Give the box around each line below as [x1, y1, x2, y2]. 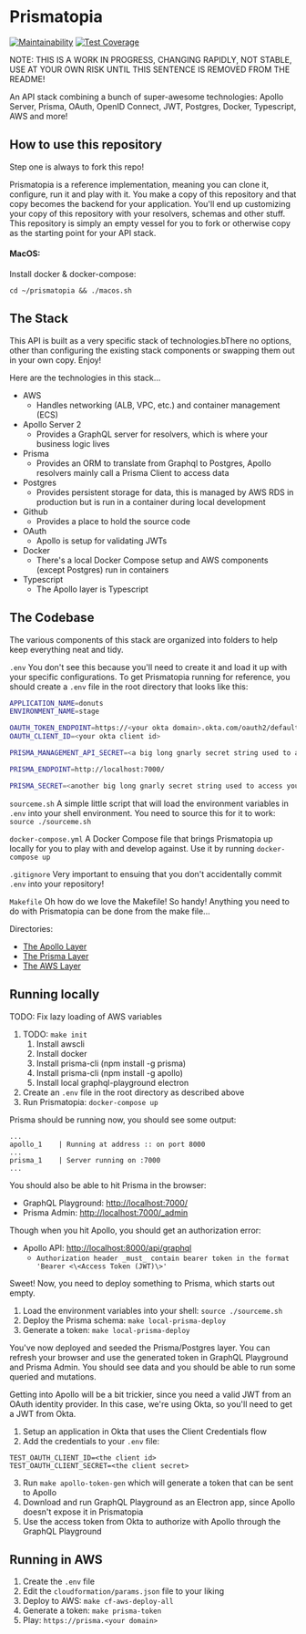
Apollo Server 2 [22, 419, 82, 429]
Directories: [9, 923, 53, 934]
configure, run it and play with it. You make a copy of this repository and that [9, 189, 297, 200]
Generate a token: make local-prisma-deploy [22, 1324, 190, 1335]
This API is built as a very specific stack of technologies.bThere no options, [9, 335, 292, 346]
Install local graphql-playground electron [36, 1077, 189, 1088]
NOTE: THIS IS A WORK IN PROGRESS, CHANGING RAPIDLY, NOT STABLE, [9, 54, 292, 65]
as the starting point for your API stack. [9, 227, 157, 238]
